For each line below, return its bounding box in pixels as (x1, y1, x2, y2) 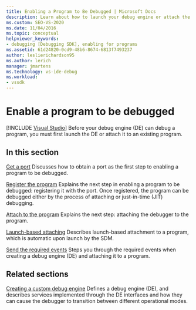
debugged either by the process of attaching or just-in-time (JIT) (6, 193, 163, 200)
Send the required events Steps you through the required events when (6, 246, 176, 253)
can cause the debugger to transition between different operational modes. (6, 297, 188, 304)
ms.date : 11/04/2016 (6, 25, 57, 31)
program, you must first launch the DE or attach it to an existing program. (6, 130, 183, 137)
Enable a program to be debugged (6, 105, 175, 118)
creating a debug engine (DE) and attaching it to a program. (6, 252, 150, 259)
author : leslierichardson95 (6, 52, 75, 58)
